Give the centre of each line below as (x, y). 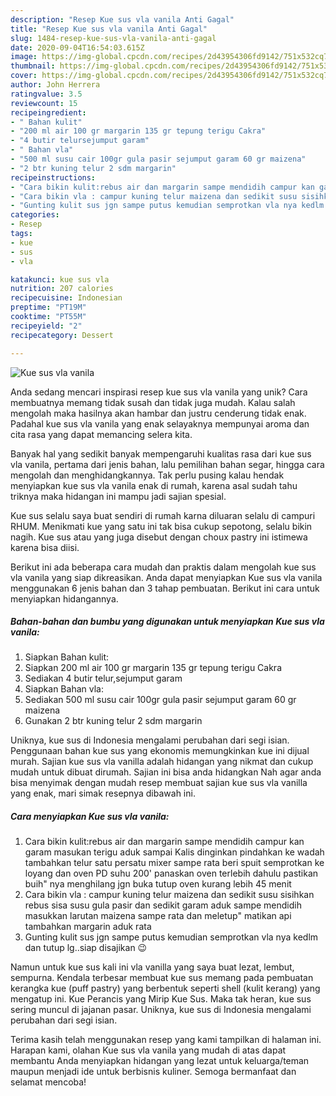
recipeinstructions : (53, 177)
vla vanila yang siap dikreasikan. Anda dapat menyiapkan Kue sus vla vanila (166, 577)
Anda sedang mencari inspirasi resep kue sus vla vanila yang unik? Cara (159, 392)
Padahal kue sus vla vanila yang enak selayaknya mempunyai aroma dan (160, 423)
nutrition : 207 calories (62, 289)
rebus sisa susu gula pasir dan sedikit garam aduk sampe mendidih (163, 905)
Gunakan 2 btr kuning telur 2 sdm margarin (113, 721)
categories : (35, 215)
